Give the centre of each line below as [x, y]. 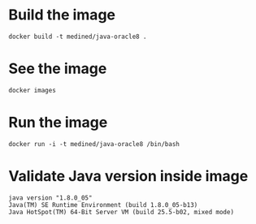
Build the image [62, 15]
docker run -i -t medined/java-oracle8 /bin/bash [94, 144]
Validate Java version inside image [128, 176]
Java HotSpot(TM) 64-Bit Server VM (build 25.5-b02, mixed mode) [121, 212]
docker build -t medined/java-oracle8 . [78, 37]
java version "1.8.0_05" [50, 198]
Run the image [58, 123]
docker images [33, 90]
